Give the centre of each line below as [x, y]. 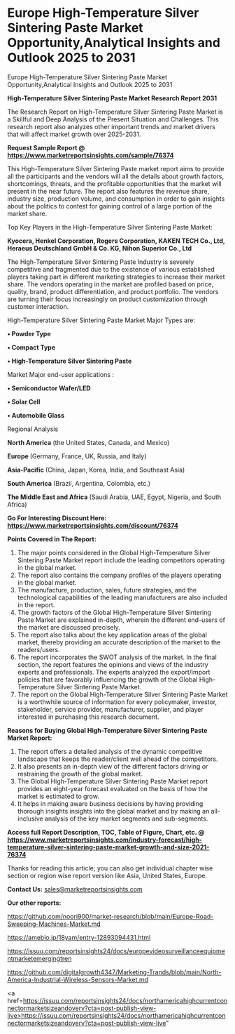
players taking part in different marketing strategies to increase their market [116, 277]
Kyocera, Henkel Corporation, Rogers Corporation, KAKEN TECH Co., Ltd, [116, 241]
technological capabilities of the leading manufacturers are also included [122, 597]
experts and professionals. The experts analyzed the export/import [114, 672]
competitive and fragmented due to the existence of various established [111, 269]
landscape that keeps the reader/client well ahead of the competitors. [117, 759]
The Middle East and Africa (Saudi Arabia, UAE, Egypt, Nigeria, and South [114, 497]
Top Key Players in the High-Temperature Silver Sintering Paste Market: [110, 227]
